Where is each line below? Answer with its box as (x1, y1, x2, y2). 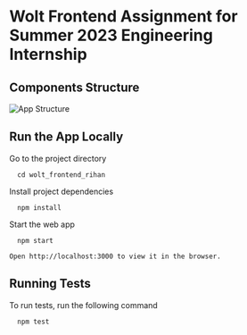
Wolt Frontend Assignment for (9, 6, 238, 27)
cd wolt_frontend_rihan (17, 170, 105, 180)
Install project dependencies (9, 186, 114, 197)
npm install (17, 203, 62, 212)
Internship (9, 45, 87, 64)
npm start (17, 236, 54, 245)
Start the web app (9, 219, 76, 230)
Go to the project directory (9, 153, 107, 163)
